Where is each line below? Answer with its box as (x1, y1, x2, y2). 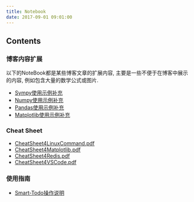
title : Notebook (6, 8, 46, 15)
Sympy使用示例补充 (14, 89, 63, 96)
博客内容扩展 (6, 54, 43, 63)
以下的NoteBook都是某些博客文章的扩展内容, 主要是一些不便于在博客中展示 (6, 69, 189, 77)
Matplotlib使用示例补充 (14, 112, 71, 119)
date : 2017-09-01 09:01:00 (6, 14, 73, 20)
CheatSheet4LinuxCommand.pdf (14, 140, 95, 147)
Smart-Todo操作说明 (14, 189, 65, 196)
